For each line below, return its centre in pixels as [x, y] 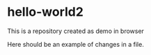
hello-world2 [45, 12]
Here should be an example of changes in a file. [75, 44]
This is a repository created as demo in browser [76, 31]
